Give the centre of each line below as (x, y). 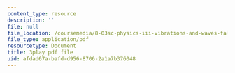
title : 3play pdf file (40, 53)
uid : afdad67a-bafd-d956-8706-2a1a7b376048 (72, 59)
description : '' (31, 20)
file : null (23, 26)
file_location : (29, 33)
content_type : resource (42, 14)
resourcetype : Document (42, 46)
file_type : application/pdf (48, 40)
